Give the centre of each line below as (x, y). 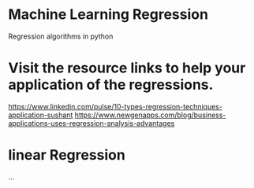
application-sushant (41, 115)
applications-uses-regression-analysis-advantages (92, 123)
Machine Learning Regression (108, 15)
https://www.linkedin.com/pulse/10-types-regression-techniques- (116, 106)
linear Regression (67, 155)
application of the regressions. (111, 85)
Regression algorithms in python (61, 36)
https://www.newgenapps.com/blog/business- (150, 115)
